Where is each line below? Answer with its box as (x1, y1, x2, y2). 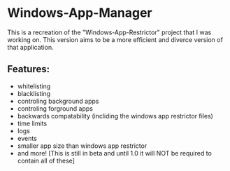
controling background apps (17, 97, 99, 105)
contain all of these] (17, 156, 76, 165)
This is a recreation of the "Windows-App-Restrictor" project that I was (7, 28, 212, 36)
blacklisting (17, 89, 51, 97)
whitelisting (17, 82, 51, 90)
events (17, 134, 37, 142)
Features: (7, 63, 50, 75)
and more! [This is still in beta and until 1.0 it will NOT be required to (17, 149, 212, 157)
